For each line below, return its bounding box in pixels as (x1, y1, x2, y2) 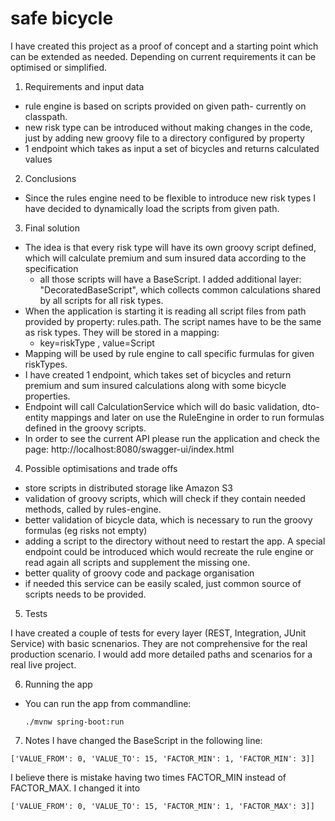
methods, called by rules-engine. (24, 503, 162, 515)
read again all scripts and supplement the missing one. (24, 556, 251, 568)
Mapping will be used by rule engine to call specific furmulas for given (24, 347, 315, 359)
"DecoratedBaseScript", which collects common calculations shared (39, 283, 322, 296)
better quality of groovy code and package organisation (24, 567, 255, 579)
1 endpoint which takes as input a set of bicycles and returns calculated (24, 142, 320, 154)
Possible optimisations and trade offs (24, 462, 178, 474)
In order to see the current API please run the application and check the (24, 432, 320, 444)
